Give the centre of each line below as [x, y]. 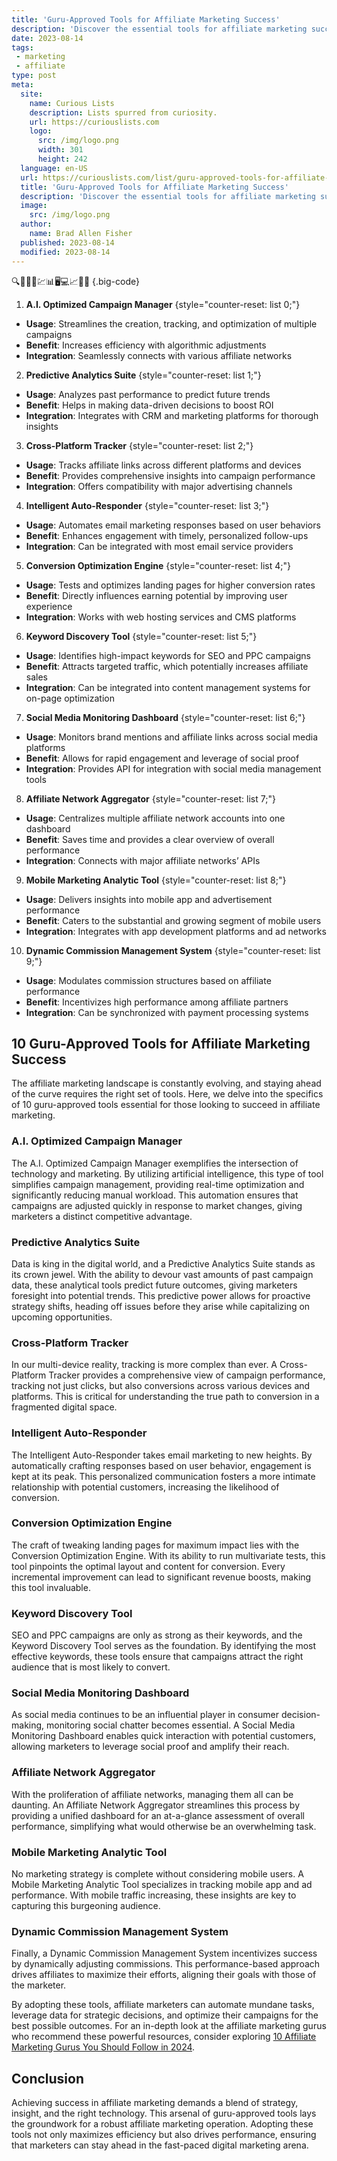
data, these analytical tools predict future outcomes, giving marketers [154, 1285]
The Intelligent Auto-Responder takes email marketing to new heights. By [162, 1455]
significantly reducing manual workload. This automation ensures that [155, 1195]
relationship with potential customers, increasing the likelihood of [145, 1487]
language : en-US [54, 168]
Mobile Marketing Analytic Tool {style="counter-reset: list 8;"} [156, 880]
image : [34, 206]
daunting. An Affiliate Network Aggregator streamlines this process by [156, 1805]
